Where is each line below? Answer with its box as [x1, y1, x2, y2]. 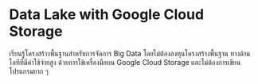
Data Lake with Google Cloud [9, 6, 205, 24]
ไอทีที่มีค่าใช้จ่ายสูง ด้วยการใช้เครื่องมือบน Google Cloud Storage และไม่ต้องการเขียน [9, 57, 241, 67]
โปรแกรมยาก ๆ [9, 66, 49, 76]
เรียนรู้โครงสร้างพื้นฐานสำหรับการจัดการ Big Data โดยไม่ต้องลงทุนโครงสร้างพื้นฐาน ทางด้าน [9, 48, 251, 58]
